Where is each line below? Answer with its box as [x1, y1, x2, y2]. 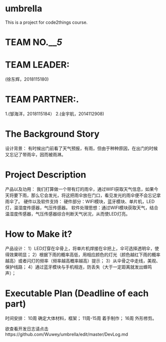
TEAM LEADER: [5, 59, 70, 71]
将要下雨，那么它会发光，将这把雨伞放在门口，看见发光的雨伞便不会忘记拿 [9, 192, 161, 198]
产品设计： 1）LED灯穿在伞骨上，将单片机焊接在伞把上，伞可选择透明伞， [5, 245, 155, 251]
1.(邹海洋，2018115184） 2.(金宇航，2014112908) [5, 111, 105, 117]
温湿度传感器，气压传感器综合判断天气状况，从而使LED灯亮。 [5, 211, 130, 216]
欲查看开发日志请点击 [5, 326, 48, 332]
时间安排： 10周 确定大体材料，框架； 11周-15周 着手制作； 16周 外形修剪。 [5, 315, 157, 321]
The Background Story [5, 128, 100, 140]
